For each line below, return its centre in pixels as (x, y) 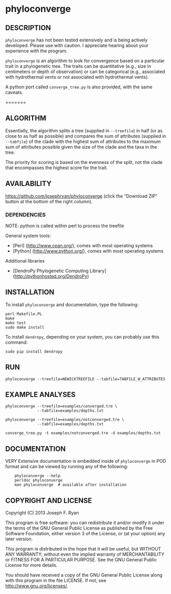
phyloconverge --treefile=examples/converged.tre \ (61, 407)
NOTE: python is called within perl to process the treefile (65, 226)
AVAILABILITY (29, 184)
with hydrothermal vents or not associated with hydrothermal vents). (77, 77)
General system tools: (28, 235)
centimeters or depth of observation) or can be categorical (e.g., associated (85, 72)
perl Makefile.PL (24, 314)
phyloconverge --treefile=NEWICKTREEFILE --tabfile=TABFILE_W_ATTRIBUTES (86, 379)
